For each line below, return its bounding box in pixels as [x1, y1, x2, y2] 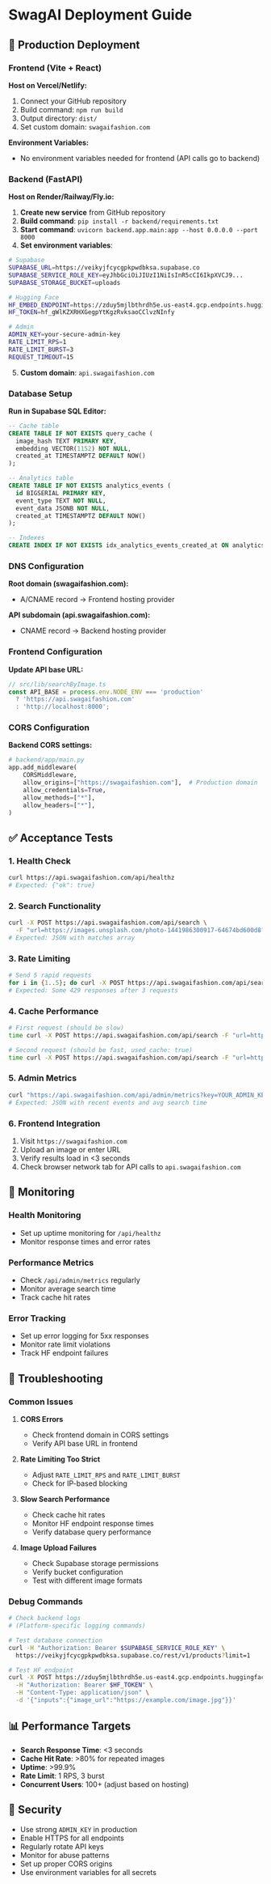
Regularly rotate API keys [19, 1841, 104, 1851]
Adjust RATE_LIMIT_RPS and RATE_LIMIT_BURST [31, 1470, 181, 1479]
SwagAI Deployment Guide [8, 6, 192, 24]
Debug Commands [8, 1596, 83, 1607]
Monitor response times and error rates [19, 1237, 151, 1246]
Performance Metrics [8, 1257, 94, 1268]
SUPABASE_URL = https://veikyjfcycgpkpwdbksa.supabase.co [8, 264, 200, 272]
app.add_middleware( [8, 763, 78, 772]
